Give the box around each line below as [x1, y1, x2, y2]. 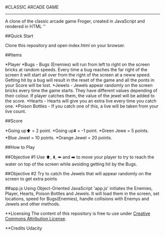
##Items [5, 52, 22, 58]
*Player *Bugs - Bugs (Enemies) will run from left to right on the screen [5, 61, 150, 67]
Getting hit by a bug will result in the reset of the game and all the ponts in [5, 77, 155, 83]
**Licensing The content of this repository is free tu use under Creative [5, 210, 151, 216]
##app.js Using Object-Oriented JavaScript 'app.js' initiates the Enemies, [5, 185, 153, 191]
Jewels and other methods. [5, 201, 60, 207]
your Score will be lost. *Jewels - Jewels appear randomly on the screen [5, 82, 153, 88]
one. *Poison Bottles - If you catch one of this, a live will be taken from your [5, 103, 159, 109]
